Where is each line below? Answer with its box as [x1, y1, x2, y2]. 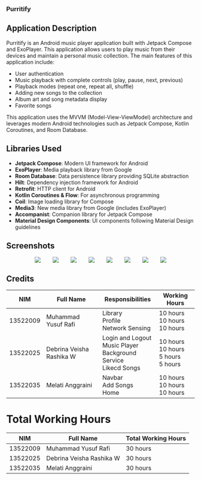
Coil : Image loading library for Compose [14, 197, 114, 205]
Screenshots [6, 241, 55, 251]
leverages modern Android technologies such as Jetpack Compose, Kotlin [6, 119, 190, 127]
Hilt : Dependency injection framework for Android [14, 179, 139, 186]
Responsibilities [104, 295, 151, 304]
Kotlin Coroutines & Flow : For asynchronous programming [14, 191, 160, 199]
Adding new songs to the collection [14, 89, 103, 96]
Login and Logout [102, 334, 152, 342]
